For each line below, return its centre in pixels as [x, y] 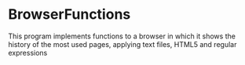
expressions [28, 52]
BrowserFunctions [69, 14]
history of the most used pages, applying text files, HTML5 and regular [122, 44]
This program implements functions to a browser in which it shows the [122, 36]
